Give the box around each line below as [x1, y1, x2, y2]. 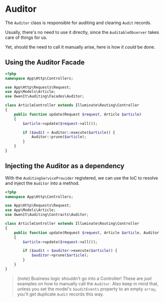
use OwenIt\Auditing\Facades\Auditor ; [5, 94, 84, 99]
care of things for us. [5, 34, 48, 40]
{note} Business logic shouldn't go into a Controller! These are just [17, 275, 152, 281]
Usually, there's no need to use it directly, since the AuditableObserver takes [5, 29, 160, 35]
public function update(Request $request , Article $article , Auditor [14, 230, 160, 235]
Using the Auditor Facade [5, 58, 85, 67]
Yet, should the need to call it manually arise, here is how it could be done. [5, 44, 156, 50]
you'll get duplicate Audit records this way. [17, 291, 104, 297]
